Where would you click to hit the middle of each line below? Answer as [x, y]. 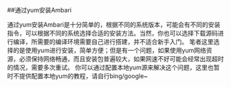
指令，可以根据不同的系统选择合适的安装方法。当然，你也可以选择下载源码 [112, 33]
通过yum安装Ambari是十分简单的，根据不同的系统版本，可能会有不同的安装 [114, 25]
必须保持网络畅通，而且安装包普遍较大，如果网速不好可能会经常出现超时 [121, 59]
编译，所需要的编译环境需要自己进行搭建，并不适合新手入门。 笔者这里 [113, 42]
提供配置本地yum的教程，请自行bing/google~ [84, 76]
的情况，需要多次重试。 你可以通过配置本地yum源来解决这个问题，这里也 [111, 67]
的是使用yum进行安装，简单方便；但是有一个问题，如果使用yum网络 [109, 50]
